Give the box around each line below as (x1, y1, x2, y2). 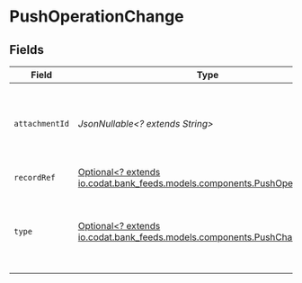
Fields (9, 42, 45, 57)
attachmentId (13, 119, 70, 128)
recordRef (13, 172, 56, 182)
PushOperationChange (9, 6, 184, 27)
